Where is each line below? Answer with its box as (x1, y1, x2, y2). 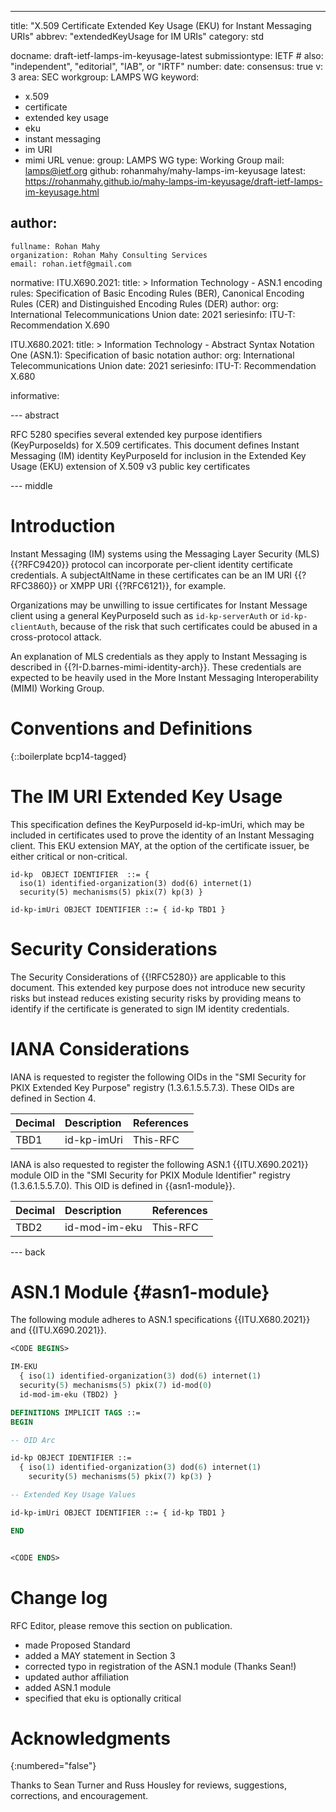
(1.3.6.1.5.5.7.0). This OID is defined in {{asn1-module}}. (10, 1179, 236, 1191)
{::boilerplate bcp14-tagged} (10, 750, 128, 762)
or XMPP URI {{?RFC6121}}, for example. (59, 579, 227, 591)
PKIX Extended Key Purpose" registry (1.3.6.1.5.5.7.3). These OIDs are (10, 1081, 295, 1093)
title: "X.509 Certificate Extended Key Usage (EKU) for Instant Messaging (10, 20, 312, 31)
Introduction (10, 515, 116, 537)
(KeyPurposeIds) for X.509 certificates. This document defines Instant (10, 439, 300, 451)
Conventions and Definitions (10, 717, 253, 740)
